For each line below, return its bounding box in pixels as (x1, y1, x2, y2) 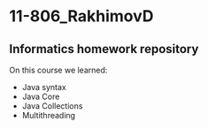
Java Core (21, 91, 60, 102)
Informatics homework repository (9, 42, 199, 57)
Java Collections (21, 101, 83, 111)
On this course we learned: (9, 64, 108, 75)
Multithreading (21, 110, 76, 120)
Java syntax (21, 82, 66, 92)
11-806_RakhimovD (9, 6, 154, 27)
